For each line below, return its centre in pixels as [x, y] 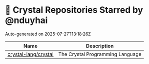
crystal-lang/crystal [31, 54]
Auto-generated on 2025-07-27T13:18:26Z [48, 34]
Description [100, 46]
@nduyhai [26, 20]
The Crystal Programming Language [100, 54]
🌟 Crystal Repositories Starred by [74, 10]
